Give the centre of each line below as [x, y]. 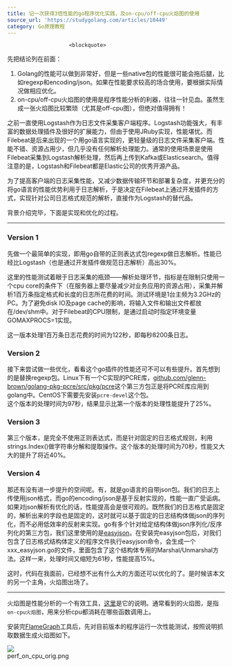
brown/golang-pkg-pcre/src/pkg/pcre [61, 386]
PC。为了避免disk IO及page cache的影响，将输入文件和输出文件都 [101, 303]
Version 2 [23, 353]
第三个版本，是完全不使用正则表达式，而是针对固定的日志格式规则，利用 [110, 438]
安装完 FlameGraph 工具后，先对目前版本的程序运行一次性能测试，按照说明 [112, 626]
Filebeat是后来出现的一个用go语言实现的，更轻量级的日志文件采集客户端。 [113, 140]
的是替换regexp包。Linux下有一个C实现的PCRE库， [80, 377]
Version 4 [24, 473]
